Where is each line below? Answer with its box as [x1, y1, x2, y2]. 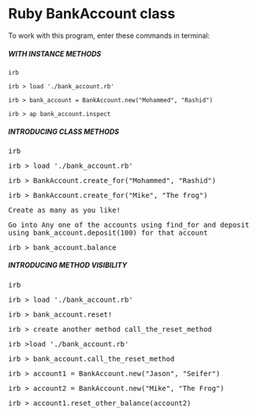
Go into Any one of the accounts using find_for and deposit [8, 220, 250, 229]
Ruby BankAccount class [8, 5, 176, 23]
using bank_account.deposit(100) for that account [8, 228, 208, 237]
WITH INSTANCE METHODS [8, 49, 102, 58]
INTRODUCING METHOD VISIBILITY [8, 261, 128, 270]
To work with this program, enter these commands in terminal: [8, 31, 210, 40]
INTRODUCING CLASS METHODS [8, 127, 120, 136]
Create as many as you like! [8, 206, 121, 214]
